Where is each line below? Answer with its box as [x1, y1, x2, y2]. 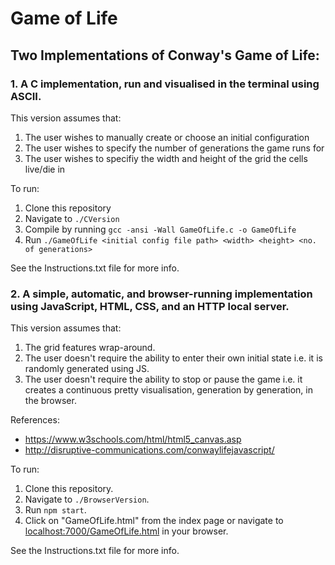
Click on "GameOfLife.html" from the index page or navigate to [24, 515, 284, 527]
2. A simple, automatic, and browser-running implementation [10, 287, 313, 301]
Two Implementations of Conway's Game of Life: [10, 47, 320, 64]
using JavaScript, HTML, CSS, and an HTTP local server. [10, 299, 290, 313]
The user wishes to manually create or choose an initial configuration [24, 131, 310, 143]
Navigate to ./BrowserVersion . [24, 493, 150, 506]
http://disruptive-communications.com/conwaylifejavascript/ [24, 444, 275, 456]
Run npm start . [24, 504, 87, 516]
